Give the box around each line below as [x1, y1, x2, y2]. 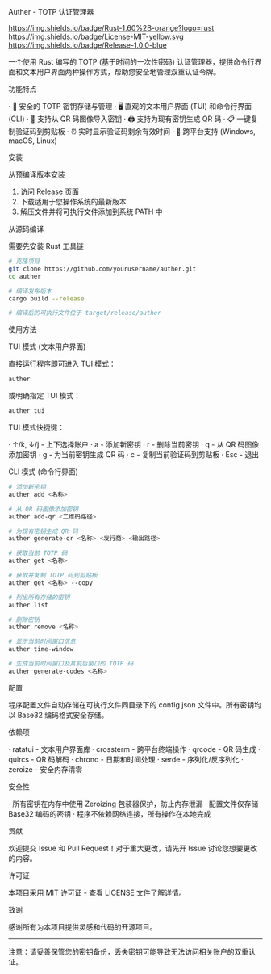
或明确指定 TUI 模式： [8, 391, 81, 401]
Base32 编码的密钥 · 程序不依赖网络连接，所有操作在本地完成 [8, 808, 211, 818]
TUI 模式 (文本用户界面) [8, 342, 86, 351]
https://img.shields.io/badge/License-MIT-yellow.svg [8, 31, 184, 41]
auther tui [8, 407, 45, 415]
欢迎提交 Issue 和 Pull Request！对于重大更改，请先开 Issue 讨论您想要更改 [8, 843, 258, 853]
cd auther [8, 272, 42, 280]
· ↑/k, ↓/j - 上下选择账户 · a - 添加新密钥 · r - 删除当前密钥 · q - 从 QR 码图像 [8, 439, 260, 449]
